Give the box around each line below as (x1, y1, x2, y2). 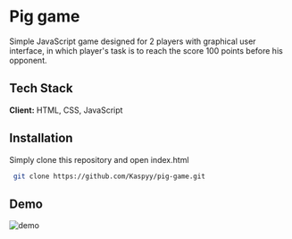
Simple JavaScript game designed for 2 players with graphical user (9, 36, 256, 47)
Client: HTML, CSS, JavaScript (9, 105, 123, 115)
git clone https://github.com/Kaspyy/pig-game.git (13, 172, 205, 181)
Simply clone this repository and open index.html (9, 154, 189, 165)
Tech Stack (9, 81, 73, 96)
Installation (9, 131, 73, 146)
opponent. (9, 55, 47, 65)
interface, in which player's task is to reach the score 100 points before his (9, 45, 283, 55)
